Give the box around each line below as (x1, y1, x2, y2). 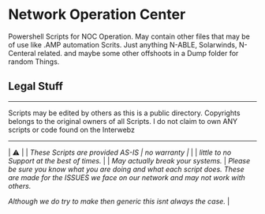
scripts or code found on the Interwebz (8, 125, 136, 134)
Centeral (8, 48, 36, 58)
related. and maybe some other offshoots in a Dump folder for (37, 48, 239, 58)
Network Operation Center (8, 6, 186, 24)
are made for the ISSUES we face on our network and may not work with (8, 172, 246, 182)
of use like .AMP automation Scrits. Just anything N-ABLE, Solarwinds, (8, 39, 237, 49)
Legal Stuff (8, 80, 63, 93)
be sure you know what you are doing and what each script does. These (8, 164, 244, 174)
